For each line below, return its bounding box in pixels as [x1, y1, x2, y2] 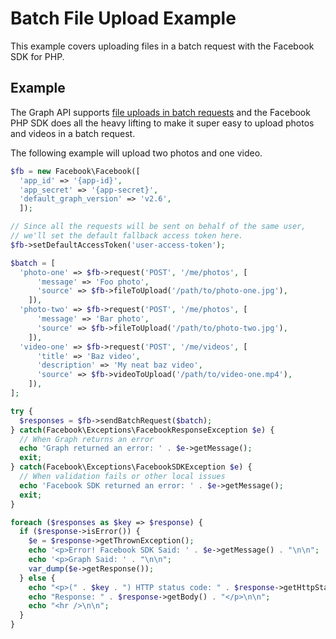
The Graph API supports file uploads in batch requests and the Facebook [10, 106, 311, 118]
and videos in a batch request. [10, 127, 136, 139]
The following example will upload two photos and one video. [10, 147, 263, 159]
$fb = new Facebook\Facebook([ [10, 166, 141, 176]
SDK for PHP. [10, 50, 65, 62]
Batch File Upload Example [10, 7, 237, 30]
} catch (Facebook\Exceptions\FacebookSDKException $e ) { [10, 462, 253, 472]
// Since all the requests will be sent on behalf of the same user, [10, 222, 307, 232]
